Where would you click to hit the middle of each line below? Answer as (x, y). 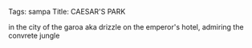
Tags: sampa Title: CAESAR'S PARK (67, 12)
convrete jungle (34, 36)
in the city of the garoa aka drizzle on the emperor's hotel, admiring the (126, 27)
